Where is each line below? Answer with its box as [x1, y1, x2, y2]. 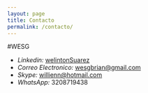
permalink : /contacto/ [7, 23, 73, 30]
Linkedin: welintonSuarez [17, 56, 90, 64]
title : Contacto [7, 17, 54, 24]
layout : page [7, 10, 45, 17]
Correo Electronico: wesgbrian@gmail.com [17, 64, 141, 72]
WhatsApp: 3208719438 [17, 78, 89, 87]
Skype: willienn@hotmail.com [17, 71, 103, 79]
